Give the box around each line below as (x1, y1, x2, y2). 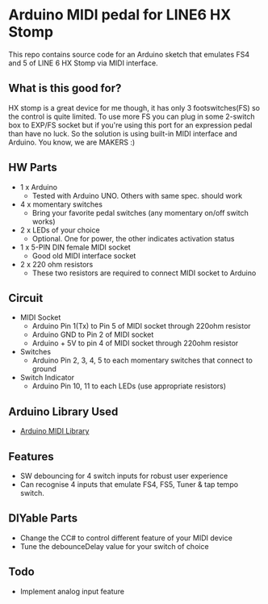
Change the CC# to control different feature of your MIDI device (19, 533, 232, 543)
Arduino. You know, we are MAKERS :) (8, 137, 136, 147)
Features (8, 450, 54, 463)
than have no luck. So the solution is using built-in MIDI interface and (8, 128, 238, 138)
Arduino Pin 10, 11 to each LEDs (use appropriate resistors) (31, 381, 227, 391)
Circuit (8, 291, 44, 304)
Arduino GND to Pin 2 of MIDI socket (31, 329, 154, 340)
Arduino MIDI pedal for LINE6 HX (8, 6, 232, 24)
